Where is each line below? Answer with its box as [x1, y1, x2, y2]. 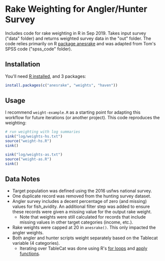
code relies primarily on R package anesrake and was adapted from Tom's [5, 40, 156, 46]
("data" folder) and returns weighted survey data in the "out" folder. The [5, 35, 152, 41]
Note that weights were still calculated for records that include [19, 214, 146, 220]
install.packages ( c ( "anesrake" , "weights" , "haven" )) [5, 83, 118, 88]
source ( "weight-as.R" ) [5, 157, 52, 162]
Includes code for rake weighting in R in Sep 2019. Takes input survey [5, 30, 146, 36]
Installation [5, 60, 40, 68]
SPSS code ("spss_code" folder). [5, 46, 72, 52]
